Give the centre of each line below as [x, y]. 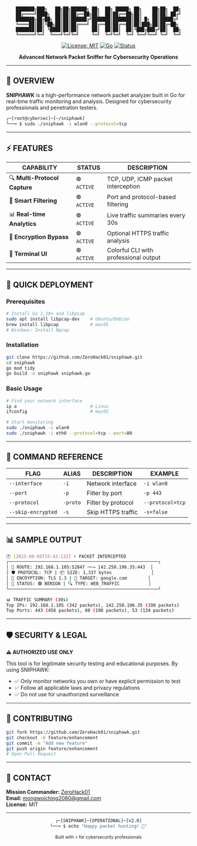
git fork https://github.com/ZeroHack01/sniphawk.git [73, 732]
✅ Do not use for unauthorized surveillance [67, 695]
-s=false [156, 512]
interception [124, 186]
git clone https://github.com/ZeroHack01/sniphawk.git [74, 357]
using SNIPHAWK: [28, 670]
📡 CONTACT [29, 778]
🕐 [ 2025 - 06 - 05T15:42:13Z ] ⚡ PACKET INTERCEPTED [66, 556]
